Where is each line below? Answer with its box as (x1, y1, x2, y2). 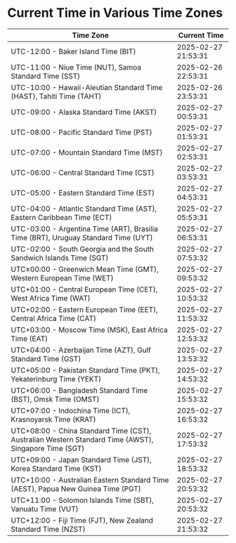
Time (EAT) (11, 334, 48, 344)
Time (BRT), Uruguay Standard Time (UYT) (11, 233, 153, 242)
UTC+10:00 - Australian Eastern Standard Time (11, 475, 169, 485)
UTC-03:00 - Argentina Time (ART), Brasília (11, 223, 158, 233)
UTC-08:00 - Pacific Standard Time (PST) (11, 127, 152, 137)
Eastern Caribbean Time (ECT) (11, 212, 112, 222)
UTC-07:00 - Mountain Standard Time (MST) (11, 148, 163, 157)
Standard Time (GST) (11, 353, 81, 363)
